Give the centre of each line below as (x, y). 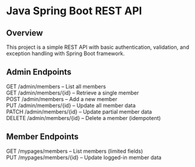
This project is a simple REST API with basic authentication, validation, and (98, 47)
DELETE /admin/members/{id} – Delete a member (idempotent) (83, 118)
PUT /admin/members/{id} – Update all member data (71, 105)
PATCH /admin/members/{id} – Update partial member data (79, 112)
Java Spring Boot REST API (74, 11)
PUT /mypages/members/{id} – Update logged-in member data (84, 157)
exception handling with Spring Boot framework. (66, 53)
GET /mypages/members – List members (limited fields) (75, 151)
